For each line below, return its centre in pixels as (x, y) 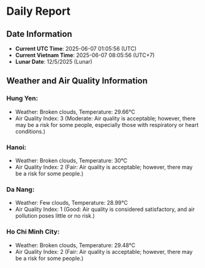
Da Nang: (20, 190)
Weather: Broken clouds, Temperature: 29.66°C (75, 112)
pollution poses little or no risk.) (55, 216)
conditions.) (30, 131)
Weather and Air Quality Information (77, 81)
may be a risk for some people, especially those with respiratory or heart (107, 124)
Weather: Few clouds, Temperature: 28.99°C (72, 203)
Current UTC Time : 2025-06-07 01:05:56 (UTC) (76, 48)
